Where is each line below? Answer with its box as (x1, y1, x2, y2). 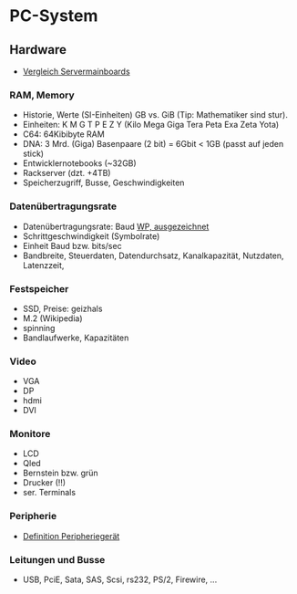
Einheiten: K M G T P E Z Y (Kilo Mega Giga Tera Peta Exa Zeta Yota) (22, 120, 280, 130)
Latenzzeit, (22, 259, 65, 270)
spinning (22, 322, 56, 333)
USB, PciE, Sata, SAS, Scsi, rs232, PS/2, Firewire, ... (22, 574, 218, 585)
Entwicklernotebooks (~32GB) (22, 158, 137, 169)
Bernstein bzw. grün (22, 467, 98, 479)
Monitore (9, 428, 51, 441)
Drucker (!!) (22, 477, 67, 488)
